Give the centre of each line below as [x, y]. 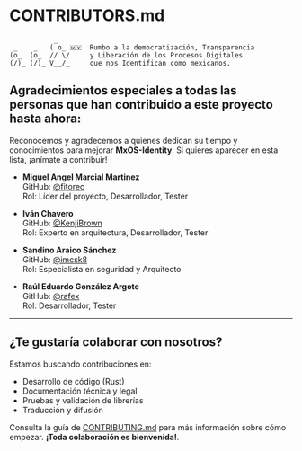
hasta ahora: [45, 119]
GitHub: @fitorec [53, 186]
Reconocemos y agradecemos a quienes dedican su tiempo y [124, 140]
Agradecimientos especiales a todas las [123, 91]
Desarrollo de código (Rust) [73, 381]
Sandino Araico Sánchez [69, 250]
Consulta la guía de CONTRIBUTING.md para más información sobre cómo [148, 427]
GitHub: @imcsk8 [55, 259]
